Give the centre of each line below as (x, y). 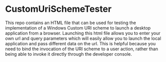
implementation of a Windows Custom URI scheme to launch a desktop (78, 28)
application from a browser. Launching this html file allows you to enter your (83, 33)
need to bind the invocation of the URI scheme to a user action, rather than (82, 49)
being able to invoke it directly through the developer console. (69, 54)
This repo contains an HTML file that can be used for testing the (71, 23)
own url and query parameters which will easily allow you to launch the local (83, 38)
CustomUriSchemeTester (58, 9)
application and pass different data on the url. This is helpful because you (81, 43)
